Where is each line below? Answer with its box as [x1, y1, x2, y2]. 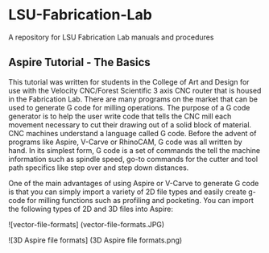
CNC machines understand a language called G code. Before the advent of [8, 128, 257, 138]
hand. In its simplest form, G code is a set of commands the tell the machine [8, 145, 261, 155]
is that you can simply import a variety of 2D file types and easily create [8, 187, 247, 197]
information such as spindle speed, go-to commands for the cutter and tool [8, 154, 259, 164]
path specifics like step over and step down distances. [8, 163, 189, 172]
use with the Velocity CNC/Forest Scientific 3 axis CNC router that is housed [8, 85, 262, 95]
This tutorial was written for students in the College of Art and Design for [8, 77, 250, 86]
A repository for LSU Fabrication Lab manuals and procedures [8, 32, 214, 42]
